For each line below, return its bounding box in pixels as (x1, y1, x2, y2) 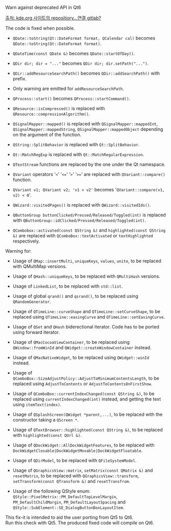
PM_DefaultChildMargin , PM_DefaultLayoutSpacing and (12, 499, 126, 505)
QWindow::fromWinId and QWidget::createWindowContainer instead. (12, 345, 152, 350)
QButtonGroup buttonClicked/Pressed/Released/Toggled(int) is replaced (12, 212, 166, 218)
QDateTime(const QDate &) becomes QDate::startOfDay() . (12, 51, 135, 56)
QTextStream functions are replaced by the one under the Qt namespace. (12, 161, 166, 167)
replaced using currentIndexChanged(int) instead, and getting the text (12, 396, 161, 402)
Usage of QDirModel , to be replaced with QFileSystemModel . (12, 457, 137, 463)
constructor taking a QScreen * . (12, 417, 79, 423)
